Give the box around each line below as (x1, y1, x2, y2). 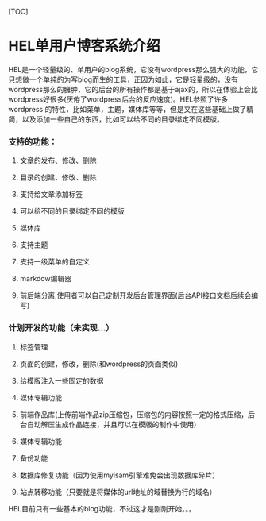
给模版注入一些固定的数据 (19, 376, 104, 385)
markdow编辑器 (19, 274, 71, 284)
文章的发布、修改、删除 (19, 156, 97, 165)
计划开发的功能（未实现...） (8, 322, 114, 334)
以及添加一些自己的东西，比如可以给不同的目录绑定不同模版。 (21, 114, 224, 124)
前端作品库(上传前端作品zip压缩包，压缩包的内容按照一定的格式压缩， (19, 409, 249, 419)
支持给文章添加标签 (19, 190, 83, 199)
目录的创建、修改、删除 (19, 172, 97, 182)
